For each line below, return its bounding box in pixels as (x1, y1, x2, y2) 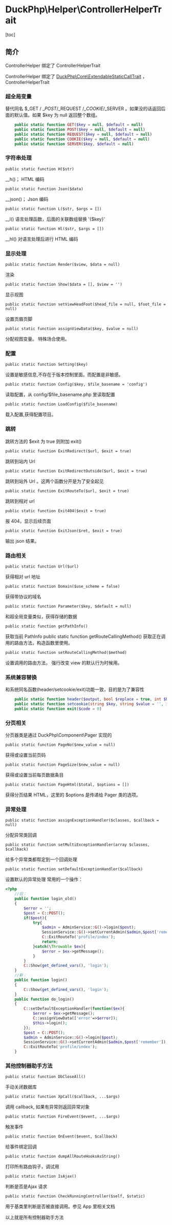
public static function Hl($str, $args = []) (5, 226, 104, 231)
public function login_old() (14, 896, 77, 902)
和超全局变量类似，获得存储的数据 (5, 613, 77, 619)
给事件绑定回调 (5, 1144, 37, 1150)
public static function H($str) (5, 166, 74, 172)
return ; (41, 939, 58, 944)
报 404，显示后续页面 (5, 518, 51, 524)
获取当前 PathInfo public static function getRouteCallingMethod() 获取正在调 (5, 633, 166, 639)
